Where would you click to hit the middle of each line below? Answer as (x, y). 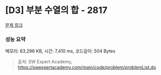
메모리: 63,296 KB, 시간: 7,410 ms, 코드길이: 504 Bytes (60, 51)
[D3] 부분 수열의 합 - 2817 (56, 10)
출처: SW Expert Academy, (45, 62)
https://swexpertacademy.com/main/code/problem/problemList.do (87, 67)
